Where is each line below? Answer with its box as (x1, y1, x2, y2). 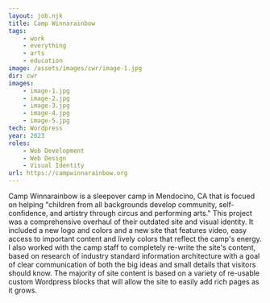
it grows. (8, 285, 38, 295)
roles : (8, 139, 31, 147)
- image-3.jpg (23, 102, 70, 110)
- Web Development (23, 147, 85, 155)
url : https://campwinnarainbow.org (8, 169, 128, 177)
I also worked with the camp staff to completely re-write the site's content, (8, 243, 256, 252)
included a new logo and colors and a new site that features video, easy (8, 226, 247, 235)
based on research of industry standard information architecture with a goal (8, 251, 260, 260)
